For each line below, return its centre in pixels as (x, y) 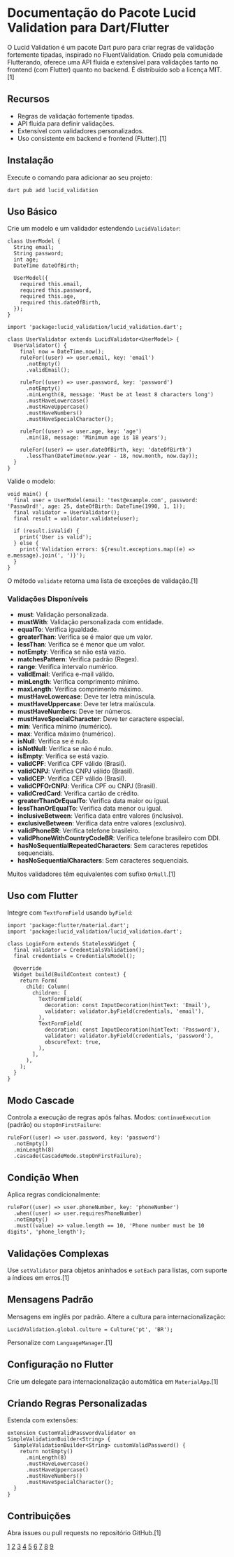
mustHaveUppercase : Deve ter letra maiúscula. (86, 703)
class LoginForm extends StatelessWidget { (72, 944)
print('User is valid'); (56, 537)
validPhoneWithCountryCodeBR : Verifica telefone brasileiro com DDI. (119, 838)
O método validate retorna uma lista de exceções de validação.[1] (103, 581)
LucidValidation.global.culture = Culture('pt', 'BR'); (90, 1329)
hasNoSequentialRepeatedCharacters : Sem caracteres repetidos (112, 845)
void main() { (28, 494)
